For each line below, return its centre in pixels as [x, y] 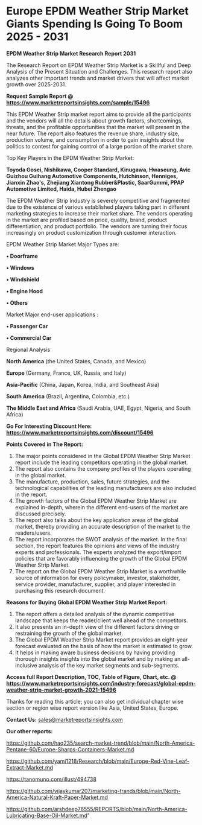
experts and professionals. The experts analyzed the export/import [98, 552]
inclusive [26, 665]
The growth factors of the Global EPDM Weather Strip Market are [96, 501]
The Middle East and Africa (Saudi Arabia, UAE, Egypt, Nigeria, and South [99, 408]
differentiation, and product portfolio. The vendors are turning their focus [97, 226]
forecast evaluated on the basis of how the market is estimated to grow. [104, 646]
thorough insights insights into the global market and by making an [98, 658]
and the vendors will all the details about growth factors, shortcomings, [94, 120]
